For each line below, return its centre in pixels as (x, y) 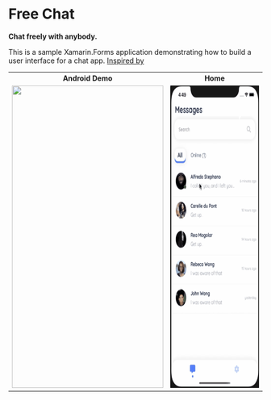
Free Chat (42, 14)
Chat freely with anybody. (53, 36)
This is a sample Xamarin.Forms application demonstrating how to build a (130, 52)
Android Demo (88, 78)
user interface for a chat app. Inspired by (76, 60)
